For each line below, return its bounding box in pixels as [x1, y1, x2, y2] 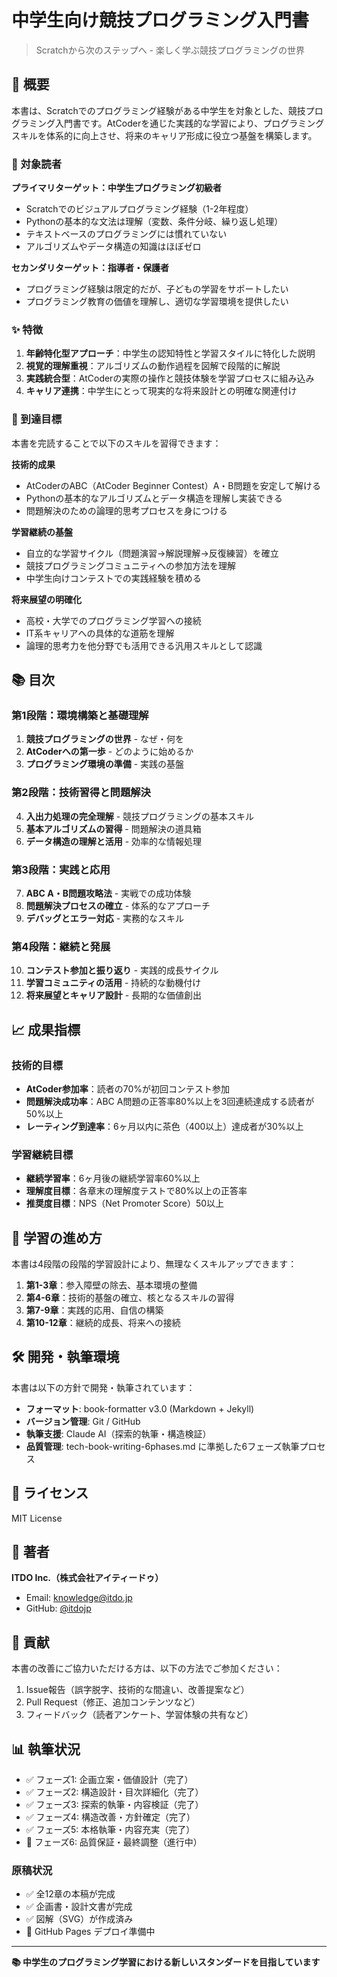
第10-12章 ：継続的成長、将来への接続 [25, 1317, 181, 1329]
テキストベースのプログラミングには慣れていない [25, 228, 228, 240]
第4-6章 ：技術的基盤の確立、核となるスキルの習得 [25, 1292, 235, 1304]
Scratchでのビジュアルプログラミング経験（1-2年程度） [25, 203, 254, 215]
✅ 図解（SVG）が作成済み [25, 1913, 134, 1925]
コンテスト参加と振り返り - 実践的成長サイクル [25, 964, 219, 976]
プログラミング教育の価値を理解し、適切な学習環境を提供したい [25, 296, 289, 308]
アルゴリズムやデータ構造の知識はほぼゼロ [25, 241, 202, 253]
